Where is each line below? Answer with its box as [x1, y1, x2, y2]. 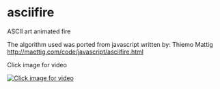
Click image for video [7, 60, 67, 69]
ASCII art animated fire [7, 27, 71, 35]
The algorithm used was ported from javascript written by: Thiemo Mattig [7, 40, 213, 48]
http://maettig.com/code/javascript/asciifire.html [7, 48, 143, 56]
